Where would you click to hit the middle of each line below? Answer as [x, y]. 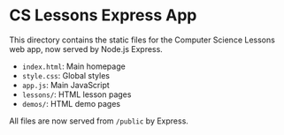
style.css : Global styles [66, 75]
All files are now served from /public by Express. [99, 121]
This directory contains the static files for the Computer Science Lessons [142, 40]
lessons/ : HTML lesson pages [77, 94]
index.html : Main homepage [73, 66]
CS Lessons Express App [103, 15]
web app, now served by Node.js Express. [86, 49]
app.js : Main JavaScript [66, 85]
